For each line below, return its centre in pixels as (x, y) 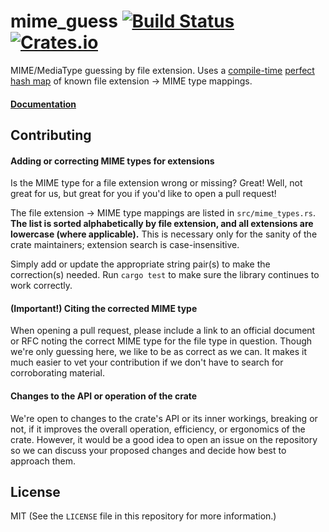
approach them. (43, 461)
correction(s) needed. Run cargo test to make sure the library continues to (165, 275)
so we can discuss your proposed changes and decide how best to (148, 450)
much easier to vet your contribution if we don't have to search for (147, 362)
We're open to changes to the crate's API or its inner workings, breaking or (164, 418)
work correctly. (41, 286)
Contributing (51, 135)
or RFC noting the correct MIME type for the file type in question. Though (161, 341)
